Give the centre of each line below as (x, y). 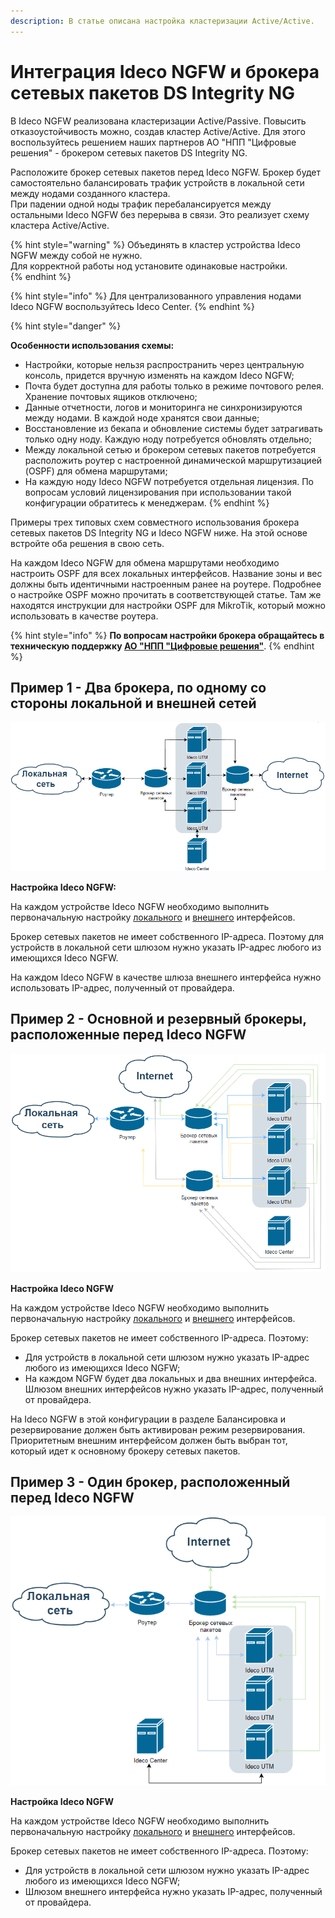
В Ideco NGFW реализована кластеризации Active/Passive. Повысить (158, 121)
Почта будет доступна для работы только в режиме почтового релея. (174, 386)
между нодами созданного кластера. (90, 193)
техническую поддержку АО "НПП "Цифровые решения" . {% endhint (162, 646)
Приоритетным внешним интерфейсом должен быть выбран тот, (149, 1440)
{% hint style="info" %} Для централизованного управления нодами (156, 296)
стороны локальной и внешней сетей (133, 703)
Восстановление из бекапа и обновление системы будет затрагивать (173, 428)
